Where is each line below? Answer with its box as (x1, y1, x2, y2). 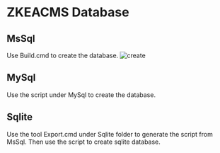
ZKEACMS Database (6, 4, 129, 21)
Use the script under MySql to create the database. (6, 90, 156, 99)
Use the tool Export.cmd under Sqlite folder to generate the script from (6, 130, 213, 138)
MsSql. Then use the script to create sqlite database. (6, 137, 161, 146)
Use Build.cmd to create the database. (6, 51, 119, 59)
